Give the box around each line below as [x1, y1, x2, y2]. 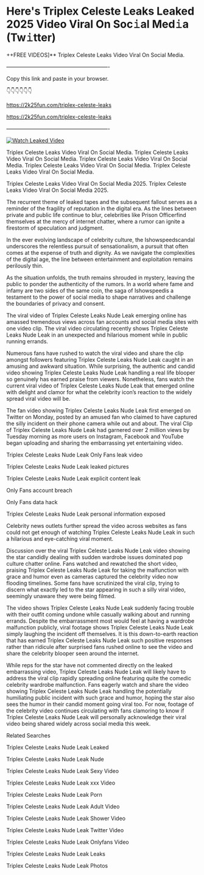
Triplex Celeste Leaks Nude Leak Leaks [6, 850, 105, 857]
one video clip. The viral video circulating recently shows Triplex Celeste [6, 324, 189, 332]
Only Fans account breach [6, 486, 72, 494]
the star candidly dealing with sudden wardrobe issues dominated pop [6, 553, 183, 560]
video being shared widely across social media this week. [6, 720, 151, 727]
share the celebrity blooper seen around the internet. [6, 650, 139, 657]
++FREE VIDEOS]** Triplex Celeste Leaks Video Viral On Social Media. [6, 51, 185, 59]
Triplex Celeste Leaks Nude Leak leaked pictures [6, 463, 129, 470]
